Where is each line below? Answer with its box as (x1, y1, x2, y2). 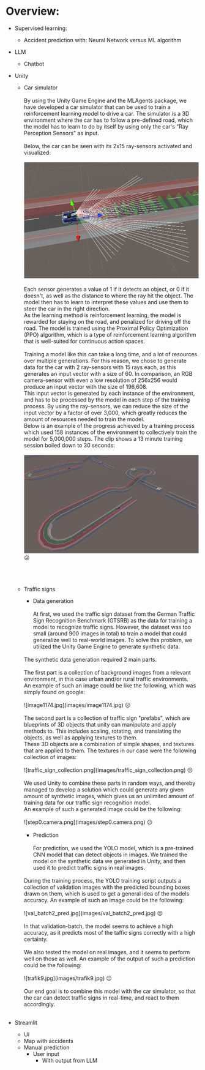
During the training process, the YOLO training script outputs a (23, 877, 182, 885)
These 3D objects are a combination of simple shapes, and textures (23, 741, 195, 748)
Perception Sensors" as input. (23, 129, 99, 137)
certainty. (23, 935, 48, 943)
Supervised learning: (14, 24, 68, 32)
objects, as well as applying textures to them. (23, 734, 138, 741)
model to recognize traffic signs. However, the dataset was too (32, 623, 191, 631)
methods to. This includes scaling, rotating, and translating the (23, 727, 182, 735)
